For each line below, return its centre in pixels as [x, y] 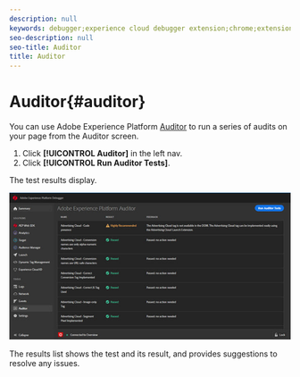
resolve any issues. [45, 364]
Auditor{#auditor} [78, 102]
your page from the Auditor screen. [74, 136]
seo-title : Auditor [46, 47]
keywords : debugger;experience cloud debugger [97, 28]
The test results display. [53, 180]
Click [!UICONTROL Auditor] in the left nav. [102, 154]
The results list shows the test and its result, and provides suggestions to [144, 354]
